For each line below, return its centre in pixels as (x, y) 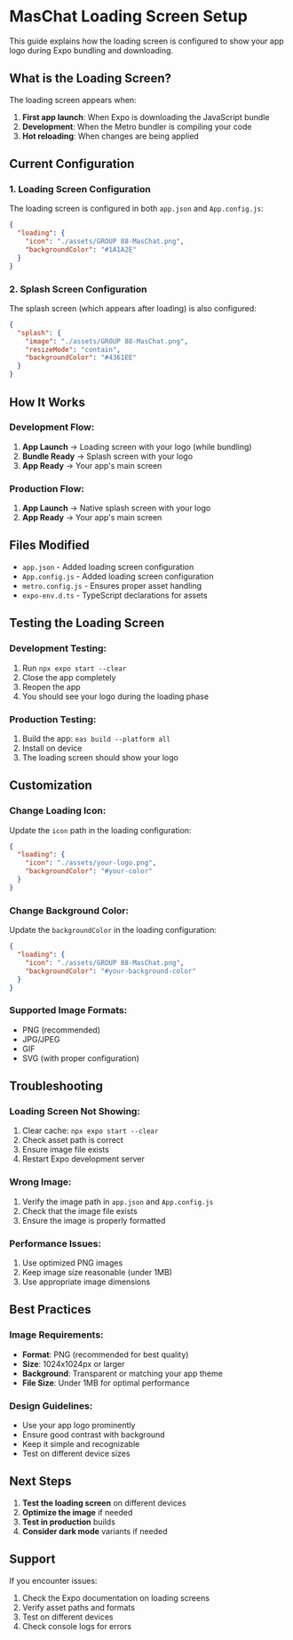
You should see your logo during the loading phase (115, 696)
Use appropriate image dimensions (86, 1282)
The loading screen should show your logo (100, 757)
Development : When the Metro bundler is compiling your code (137, 126)
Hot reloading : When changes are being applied (111, 136)
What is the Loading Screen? (90, 79)
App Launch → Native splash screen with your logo (116, 508)
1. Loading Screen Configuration (80, 189)
